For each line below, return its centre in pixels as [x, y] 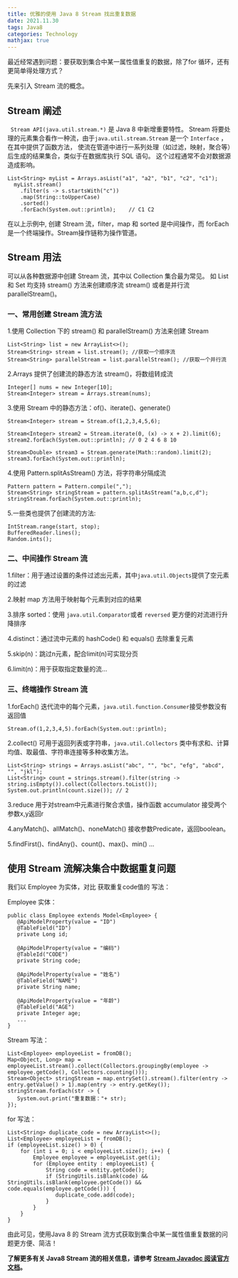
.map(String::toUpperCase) [60, 197]
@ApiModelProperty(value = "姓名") [68, 975]
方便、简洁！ [38, 1243]
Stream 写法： [28, 1040]
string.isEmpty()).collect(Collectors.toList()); [83, 784]
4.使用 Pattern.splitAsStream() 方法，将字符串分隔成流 [87, 473]
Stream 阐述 [35, 110]
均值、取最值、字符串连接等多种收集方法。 [70, 752]
